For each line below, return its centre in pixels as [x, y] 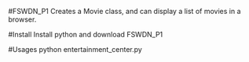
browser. [22, 19]
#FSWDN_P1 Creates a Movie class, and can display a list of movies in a [124, 11]
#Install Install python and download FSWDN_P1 [86, 34]
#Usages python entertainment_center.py [75, 49]
